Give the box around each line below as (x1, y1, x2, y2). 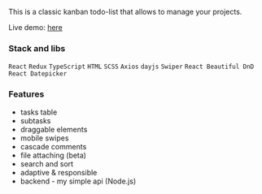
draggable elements (20, 124, 88, 134)
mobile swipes (20, 133, 69, 143)
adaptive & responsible (20, 167, 98, 177)
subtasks (20, 115, 51, 125)
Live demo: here (8, 23, 63, 32)
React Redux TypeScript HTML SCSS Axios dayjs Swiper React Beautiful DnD (8, 63, 255, 71)
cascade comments (20, 141, 87, 151)
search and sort (20, 158, 74, 169)
